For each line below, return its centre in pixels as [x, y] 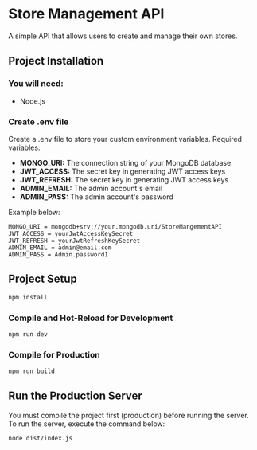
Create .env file [39, 122]
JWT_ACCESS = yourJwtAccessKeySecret [71, 233]
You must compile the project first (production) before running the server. [128, 415]
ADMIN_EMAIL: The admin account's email [91, 188]
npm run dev [28, 334]
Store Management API [86, 14]
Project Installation [56, 61]
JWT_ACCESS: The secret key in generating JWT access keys [123, 171]
